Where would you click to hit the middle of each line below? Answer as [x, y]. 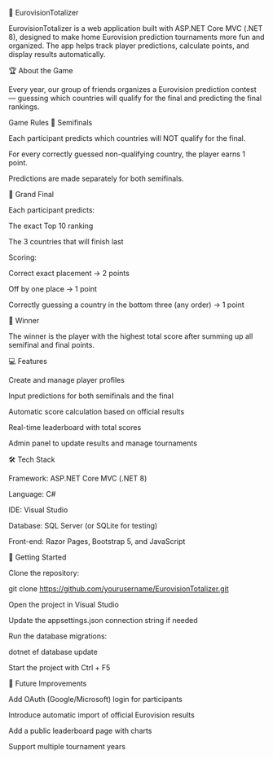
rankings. [24, 107]
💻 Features [28, 361]
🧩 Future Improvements [48, 683]
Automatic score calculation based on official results [97, 412]
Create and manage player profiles [66, 380]
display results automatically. [57, 54]
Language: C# [32, 494]
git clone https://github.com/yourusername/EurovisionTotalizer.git [119, 589]
